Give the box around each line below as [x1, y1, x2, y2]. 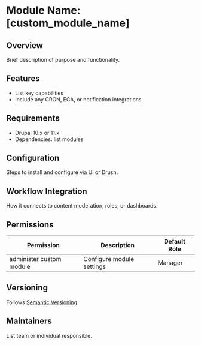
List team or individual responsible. [6, 332, 93, 339]
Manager [157, 259, 184, 267]
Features [6, 73, 40, 84]
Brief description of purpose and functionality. [6, 56, 120, 63]
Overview [6, 40, 44, 50]
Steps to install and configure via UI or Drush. [6, 169, 118, 176]
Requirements [6, 113, 60, 124]
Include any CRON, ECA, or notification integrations [14, 95, 142, 103]
